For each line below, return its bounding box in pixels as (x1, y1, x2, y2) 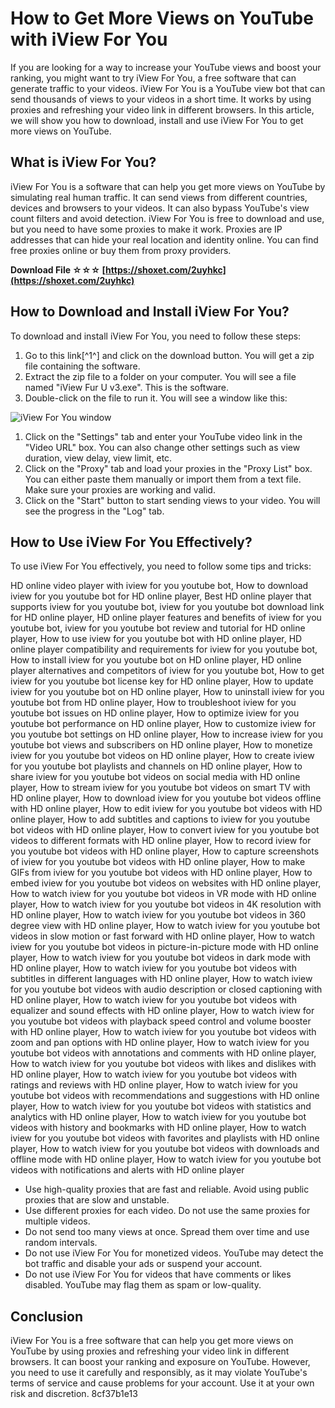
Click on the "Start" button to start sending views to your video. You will (24, 494, 321, 506)
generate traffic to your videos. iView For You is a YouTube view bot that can (10, 82, 326, 94)
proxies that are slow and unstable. (24, 1194, 170, 1206)
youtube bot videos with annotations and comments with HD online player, (10, 1047, 317, 1059)
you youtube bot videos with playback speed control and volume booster (10, 1015, 312, 1027)
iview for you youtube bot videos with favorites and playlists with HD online (10, 1132, 320, 1144)
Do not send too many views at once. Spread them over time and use (24, 1226, 310, 1238)
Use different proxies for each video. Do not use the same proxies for (24, 1205, 311, 1217)
